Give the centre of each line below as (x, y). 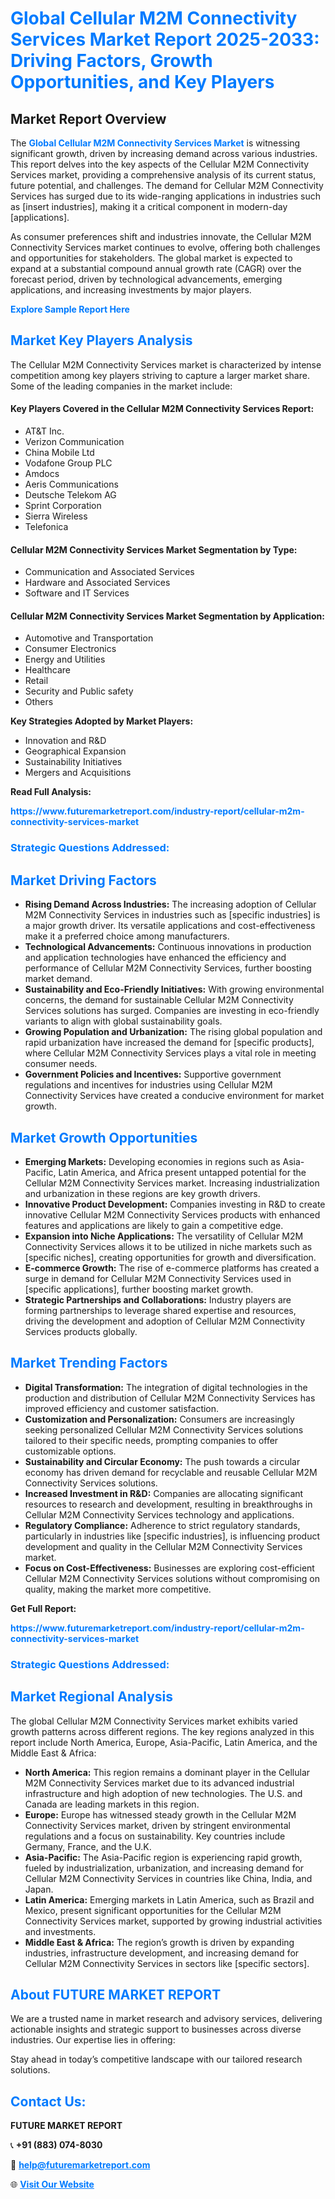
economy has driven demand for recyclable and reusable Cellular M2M (171, 1472)
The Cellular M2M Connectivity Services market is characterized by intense (166, 364)
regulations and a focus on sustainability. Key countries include (155, 1836)
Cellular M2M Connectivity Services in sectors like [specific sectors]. (167, 1963)
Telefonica (46, 527)
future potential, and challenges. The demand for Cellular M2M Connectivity (167, 185)
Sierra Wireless (56, 516)
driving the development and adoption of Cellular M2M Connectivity (165, 1321)
